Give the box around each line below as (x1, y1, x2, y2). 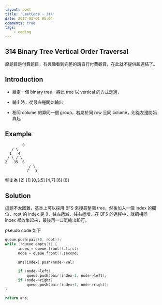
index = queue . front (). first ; (17, 246, 79, 251)
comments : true (5, 20, 36, 26)
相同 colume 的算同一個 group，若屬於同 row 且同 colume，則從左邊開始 (12, 110, 157, 115)
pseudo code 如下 (5, 227, 41, 233)
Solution (5, 192, 31, 200)
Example (5, 130, 32, 138)
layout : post (5, 7, 31, 12)
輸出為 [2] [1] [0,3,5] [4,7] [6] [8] (5, 177, 69, 183)
